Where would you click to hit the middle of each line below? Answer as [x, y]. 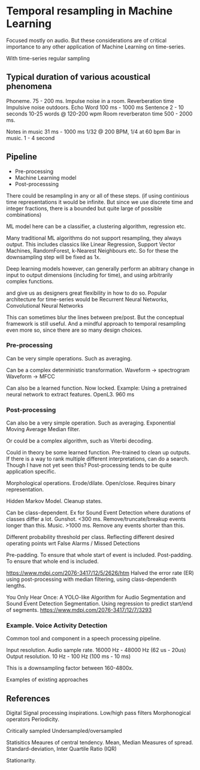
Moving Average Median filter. [43, 429]
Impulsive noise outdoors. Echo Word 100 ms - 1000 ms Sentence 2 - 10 [95, 107]
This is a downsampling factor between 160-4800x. [70, 668]
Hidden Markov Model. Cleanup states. [54, 501]
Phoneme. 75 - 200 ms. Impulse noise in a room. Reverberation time [90, 101]
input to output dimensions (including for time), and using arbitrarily [90, 275]
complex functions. [30, 281]
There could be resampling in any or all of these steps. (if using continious [98, 195]
